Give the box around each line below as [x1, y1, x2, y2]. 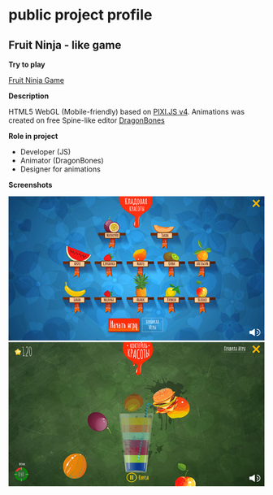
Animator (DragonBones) [19, 156, 104, 165]
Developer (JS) [19, 147, 71, 156]
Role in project [8, 132, 58, 141]
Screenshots [8, 180, 53, 189]
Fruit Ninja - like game [8, 38, 122, 52]
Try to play [8, 59, 46, 69]
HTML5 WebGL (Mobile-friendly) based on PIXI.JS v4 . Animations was [8, 107, 245, 116]
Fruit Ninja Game [8, 76, 65, 85]
